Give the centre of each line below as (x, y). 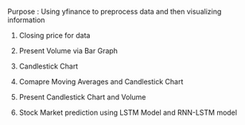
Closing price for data (54, 35)
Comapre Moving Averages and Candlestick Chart (101, 82)
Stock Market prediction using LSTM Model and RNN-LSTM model (128, 112)
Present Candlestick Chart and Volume (82, 97)
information (26, 20)
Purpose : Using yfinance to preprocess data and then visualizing (115, 12)
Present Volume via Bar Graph (68, 51)
